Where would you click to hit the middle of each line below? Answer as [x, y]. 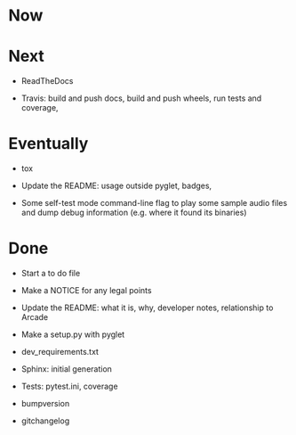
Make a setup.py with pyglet [73, 334]
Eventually [48, 144]
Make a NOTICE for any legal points [86, 290]
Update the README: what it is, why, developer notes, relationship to [147, 308]
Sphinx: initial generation [67, 369]
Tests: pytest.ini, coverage [69, 386]
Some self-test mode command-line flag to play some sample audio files [154, 203]
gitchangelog [45, 421]
